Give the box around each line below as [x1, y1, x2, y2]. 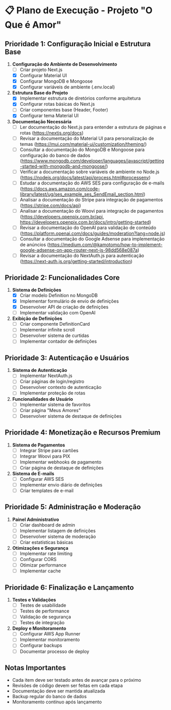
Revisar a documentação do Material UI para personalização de [19, 135, 154, 141]
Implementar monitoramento [19, 637, 80, 643]
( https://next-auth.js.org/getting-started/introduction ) [19, 258, 133, 265]
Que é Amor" [5, 19, 62, 31]
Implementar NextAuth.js [19, 372, 73, 379]
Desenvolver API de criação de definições [19, 304, 109, 310]
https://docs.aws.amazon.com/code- [22, 185, 100, 192]
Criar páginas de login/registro [19, 379, 85, 385]
